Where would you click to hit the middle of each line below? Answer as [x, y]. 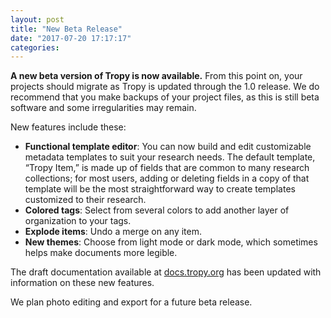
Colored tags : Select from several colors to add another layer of [157, 210]
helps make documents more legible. [101, 253]
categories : [35, 47]
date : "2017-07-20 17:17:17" [71, 38]
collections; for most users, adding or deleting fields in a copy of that [167, 178]
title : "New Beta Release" [66, 29]
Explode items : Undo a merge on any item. [113, 232]
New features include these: [68, 127]
